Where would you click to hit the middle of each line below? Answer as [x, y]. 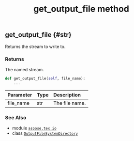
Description [67, 94]
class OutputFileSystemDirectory [45, 133]
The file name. [69, 103]
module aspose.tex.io [34, 128]
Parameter [20, 94]
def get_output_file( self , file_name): [45, 78]
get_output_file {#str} [38, 35]
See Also [16, 117]
